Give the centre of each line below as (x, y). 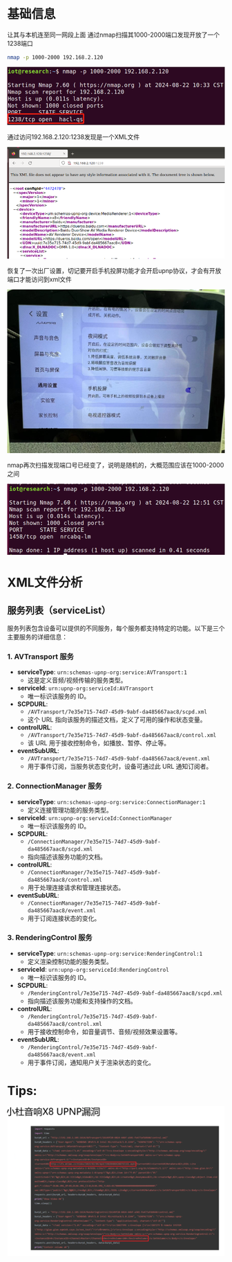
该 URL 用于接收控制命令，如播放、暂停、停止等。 (99, 743)
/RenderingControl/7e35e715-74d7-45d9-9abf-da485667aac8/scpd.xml (125, 993)
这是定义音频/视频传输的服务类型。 (77, 680)
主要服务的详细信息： (37, 637)
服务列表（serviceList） (59, 610)
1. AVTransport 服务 (41, 657)
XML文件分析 (45, 583)
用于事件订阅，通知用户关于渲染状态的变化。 (91, 1062)
